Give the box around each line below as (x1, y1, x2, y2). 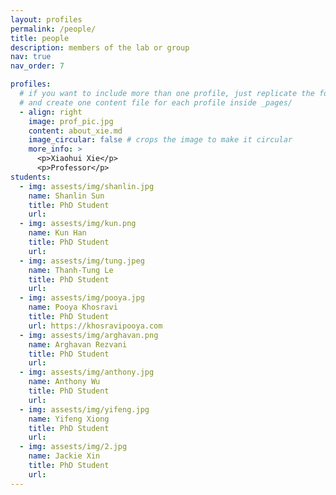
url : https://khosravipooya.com (28, 321, 163, 331)
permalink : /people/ (10, 24, 97, 34)
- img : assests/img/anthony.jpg (19, 367, 155, 378)
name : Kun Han (28, 228, 87, 238)
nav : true (10, 52, 52, 62)
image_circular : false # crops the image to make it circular (28, 135, 293, 145)
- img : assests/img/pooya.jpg (19, 293, 145, 303)
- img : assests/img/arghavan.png (19, 330, 159, 340)
